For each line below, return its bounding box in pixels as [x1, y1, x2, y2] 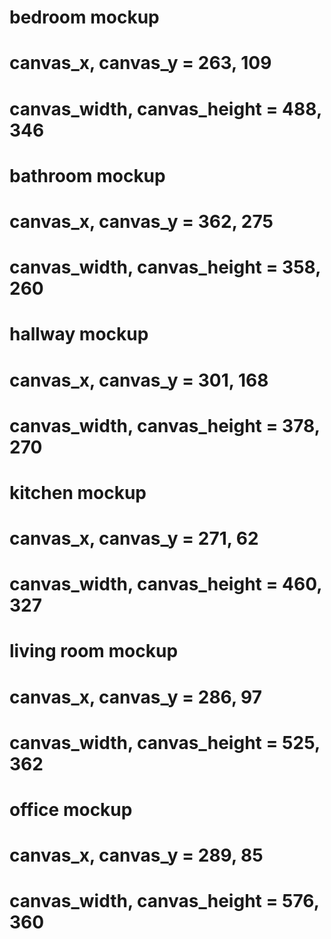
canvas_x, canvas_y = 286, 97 [9, 686, 263, 708]
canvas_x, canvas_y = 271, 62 [9, 527, 259, 550]
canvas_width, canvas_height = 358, [9, 256, 321, 279]
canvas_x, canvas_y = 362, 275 [9, 210, 274, 233]
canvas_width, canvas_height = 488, [9, 97, 322, 120]
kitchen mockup [9, 481, 147, 504]
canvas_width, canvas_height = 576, [9, 890, 320, 913]
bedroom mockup [9, 6, 160, 29]
